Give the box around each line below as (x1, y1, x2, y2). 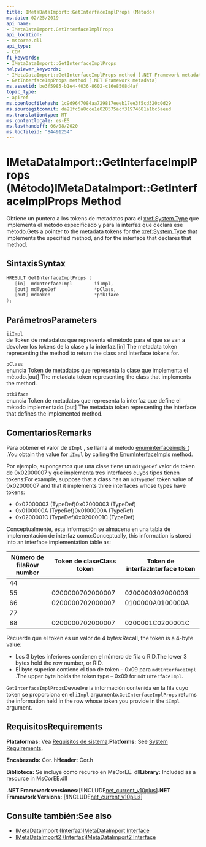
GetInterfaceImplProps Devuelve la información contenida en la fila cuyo (6, 684, 189, 691)
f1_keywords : (6, 55, 40, 61)
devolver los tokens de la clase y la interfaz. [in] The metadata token (6, 342, 178, 350)
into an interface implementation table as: (6, 538, 112, 546)
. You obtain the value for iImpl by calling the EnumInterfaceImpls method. (6, 451, 193, 458)
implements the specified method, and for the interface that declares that (6, 234, 191, 241)
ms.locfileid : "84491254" (6, 129, 72, 135)
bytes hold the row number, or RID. (15, 659, 104, 667)
